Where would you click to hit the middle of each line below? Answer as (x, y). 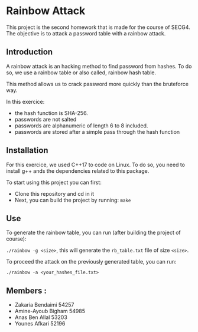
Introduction (30, 52)
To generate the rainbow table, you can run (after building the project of (94, 233)
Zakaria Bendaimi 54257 (44, 305)
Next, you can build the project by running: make (73, 200)
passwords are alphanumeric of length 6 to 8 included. (81, 126)
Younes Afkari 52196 (40, 324)
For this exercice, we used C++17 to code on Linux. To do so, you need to (95, 165)
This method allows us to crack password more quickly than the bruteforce (98, 84)
